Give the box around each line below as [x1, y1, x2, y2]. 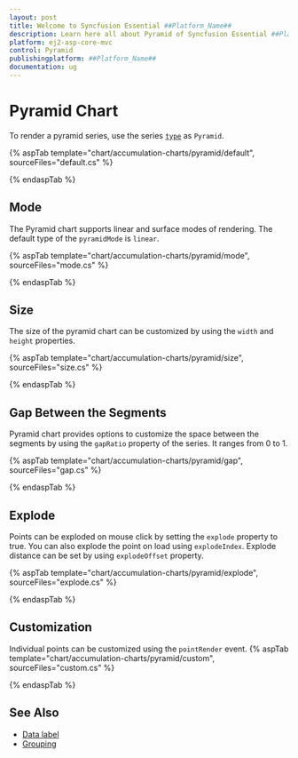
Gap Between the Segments [9, 405, 167, 420]
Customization [9, 619, 93, 635]
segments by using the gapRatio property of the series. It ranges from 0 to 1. [9, 438, 288, 449]
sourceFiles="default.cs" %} [9, 156, 114, 167]
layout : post [9, 12, 58, 22]
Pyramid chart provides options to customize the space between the [9, 428, 260, 440]
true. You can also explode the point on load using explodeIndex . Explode [9, 541, 277, 552]
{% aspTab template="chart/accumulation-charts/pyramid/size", [9, 353, 244, 363]
